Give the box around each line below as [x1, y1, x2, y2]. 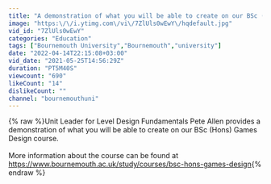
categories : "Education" [8, 34, 92, 43]
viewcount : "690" [8, 72, 67, 80]
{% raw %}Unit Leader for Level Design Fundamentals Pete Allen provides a [8, 116, 261, 126]
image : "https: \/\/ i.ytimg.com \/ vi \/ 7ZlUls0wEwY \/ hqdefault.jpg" [8, 19, 232, 27]
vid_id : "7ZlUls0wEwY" [8, 27, 85, 35]
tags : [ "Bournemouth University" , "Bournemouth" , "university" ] [8, 42, 222, 50]
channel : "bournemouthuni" [8, 94, 99, 102]
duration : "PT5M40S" [8, 65, 78, 73]
